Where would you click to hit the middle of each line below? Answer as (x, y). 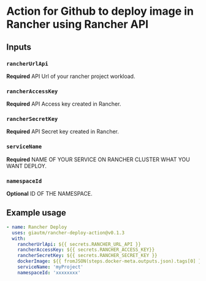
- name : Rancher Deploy (37, 227)
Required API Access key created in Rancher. (64, 104)
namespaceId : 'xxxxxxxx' (49, 272)
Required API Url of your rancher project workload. (71, 76)
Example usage (36, 213)
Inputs (19, 47)
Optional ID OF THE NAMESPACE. (50, 194)
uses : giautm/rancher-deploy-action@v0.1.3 (68, 233)
